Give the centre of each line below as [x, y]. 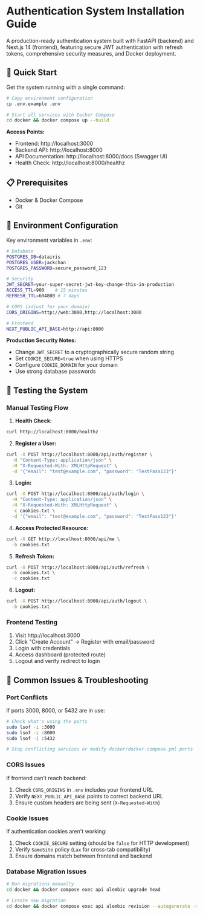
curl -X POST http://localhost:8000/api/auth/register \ [79, 454]
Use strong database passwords [55, 371]
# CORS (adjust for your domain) [48, 306]
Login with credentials [43, 648]
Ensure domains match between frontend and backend [83, 856]
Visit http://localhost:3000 [47, 635]
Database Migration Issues [47, 871]
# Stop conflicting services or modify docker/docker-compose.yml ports [100, 749]
